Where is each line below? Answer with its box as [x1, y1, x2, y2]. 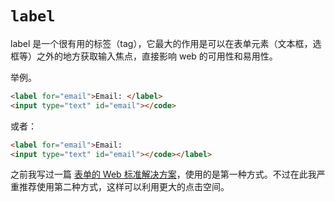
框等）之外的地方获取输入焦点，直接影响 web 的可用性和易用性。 [10, 50, 278, 62]
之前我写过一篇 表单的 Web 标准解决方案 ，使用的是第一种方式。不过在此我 [10, 168, 317, 181]
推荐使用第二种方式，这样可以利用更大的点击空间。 [18, 181, 230, 193]
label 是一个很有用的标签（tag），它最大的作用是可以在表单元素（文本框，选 [10, 37, 322, 49]
